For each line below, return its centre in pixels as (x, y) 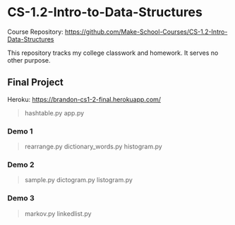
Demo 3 (21, 198)
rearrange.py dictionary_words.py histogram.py (93, 147)
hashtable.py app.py (54, 112)
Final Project (35, 83)
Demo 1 (20, 131)
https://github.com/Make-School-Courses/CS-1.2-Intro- (146, 32)
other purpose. (29, 60)
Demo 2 (21, 165)
